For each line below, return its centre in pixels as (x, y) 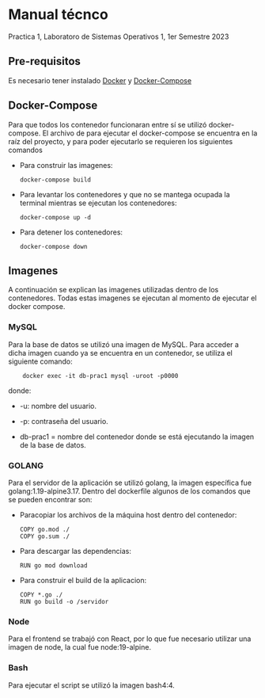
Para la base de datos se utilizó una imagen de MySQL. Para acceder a (124, 344)
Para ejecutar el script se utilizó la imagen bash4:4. (92, 685)
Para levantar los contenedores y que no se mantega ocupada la (125, 194)
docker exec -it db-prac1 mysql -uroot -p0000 (100, 376)
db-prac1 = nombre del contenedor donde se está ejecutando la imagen (137, 437)
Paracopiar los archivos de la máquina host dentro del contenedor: (128, 515)
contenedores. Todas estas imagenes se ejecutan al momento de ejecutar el (132, 298)
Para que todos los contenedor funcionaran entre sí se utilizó (108, 124)
